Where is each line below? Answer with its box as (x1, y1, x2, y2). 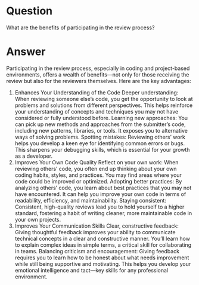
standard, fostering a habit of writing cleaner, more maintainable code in (14, 209, 192, 216)
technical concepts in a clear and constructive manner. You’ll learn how (14, 235, 191, 242)
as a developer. (14, 152, 52, 160)
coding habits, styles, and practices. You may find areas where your (14, 171, 182, 179)
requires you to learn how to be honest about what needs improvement (14, 254, 189, 261)
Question (6, 4, 52, 18)
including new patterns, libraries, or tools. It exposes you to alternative (14, 127, 188, 134)
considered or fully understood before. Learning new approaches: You (14, 114, 188, 121)
